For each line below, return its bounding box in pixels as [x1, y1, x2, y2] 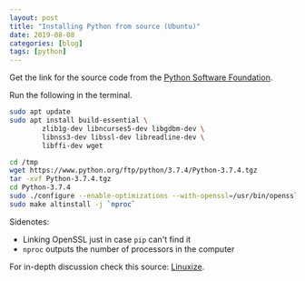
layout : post [9, 13, 59, 23]
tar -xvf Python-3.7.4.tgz [9, 175, 112, 184]
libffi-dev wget [42, 141, 103, 150]
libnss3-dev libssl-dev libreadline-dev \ [42, 133, 205, 142]
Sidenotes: [9, 216, 50, 227]
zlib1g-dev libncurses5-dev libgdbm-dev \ [42, 124, 205, 133]
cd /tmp [9, 157, 39, 166]
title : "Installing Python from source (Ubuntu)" [9, 22, 202, 31]
